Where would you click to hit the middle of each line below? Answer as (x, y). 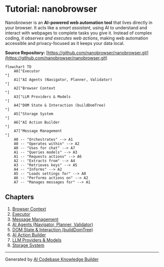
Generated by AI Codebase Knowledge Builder (52, 259)
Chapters (20, 197)
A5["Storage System (34, 114)
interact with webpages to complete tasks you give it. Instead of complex (79, 33)
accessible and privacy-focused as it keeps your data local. (65, 43)
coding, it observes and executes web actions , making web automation (77, 38)
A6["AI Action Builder (37, 122)
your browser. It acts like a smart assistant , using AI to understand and (76, 27)
